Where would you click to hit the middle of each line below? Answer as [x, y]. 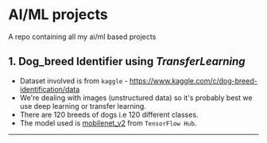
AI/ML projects [58, 15]
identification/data [50, 89]
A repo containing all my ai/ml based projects [82, 37]
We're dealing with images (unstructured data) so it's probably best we [136, 98]
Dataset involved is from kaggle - [74, 80]
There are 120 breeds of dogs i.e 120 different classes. [109, 114]
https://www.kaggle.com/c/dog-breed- [194, 80]
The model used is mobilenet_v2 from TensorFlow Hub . [108, 123]
